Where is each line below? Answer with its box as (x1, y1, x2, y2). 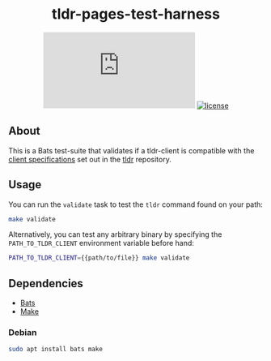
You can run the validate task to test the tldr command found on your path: (8, 200, 263, 209)
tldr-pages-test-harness (51, 5, 221, 24)
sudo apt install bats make (8, 346, 104, 354)
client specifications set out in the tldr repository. (8, 154, 171, 164)
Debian (8, 327, 37, 338)
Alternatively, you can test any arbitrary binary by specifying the (8, 230, 222, 239)
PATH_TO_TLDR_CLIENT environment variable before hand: (8, 239, 194, 248)
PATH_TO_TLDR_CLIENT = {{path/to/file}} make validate (8, 254, 190, 262)
